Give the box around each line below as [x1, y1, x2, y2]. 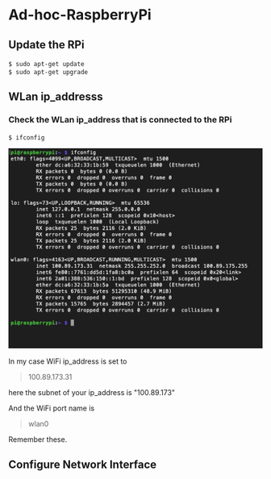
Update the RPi [8, 38, 85, 52]
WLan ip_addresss [8, 90, 103, 104]
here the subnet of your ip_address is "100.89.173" [8, 387, 176, 397]
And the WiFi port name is [8, 403, 95, 413]
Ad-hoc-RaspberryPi [8, 6, 152, 24]
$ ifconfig [8, 133, 45, 142]
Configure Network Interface [8, 458, 157, 472]
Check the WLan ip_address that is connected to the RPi [8, 115, 232, 126]
